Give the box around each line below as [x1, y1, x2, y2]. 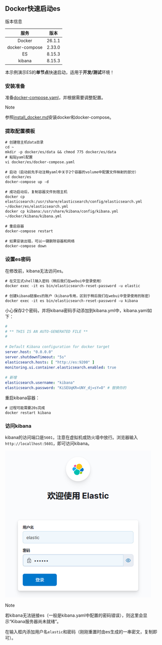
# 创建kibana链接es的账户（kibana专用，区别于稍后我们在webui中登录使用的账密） [5, 294, 152, 298]
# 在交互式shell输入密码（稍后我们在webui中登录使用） [5, 278, 104, 283]
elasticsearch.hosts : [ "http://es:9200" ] [5, 360, 95, 365]
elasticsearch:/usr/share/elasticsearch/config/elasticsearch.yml [5, 199, 143, 204]
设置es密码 [5, 256, 31, 263]
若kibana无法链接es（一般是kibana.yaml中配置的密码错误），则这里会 [5, 612, 144, 618]
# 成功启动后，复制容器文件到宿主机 [5, 189, 68, 195]
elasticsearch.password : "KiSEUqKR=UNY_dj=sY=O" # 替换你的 [5, 386, 126, 390]
